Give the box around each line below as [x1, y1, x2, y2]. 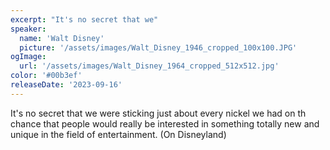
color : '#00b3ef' [10, 71, 83, 81]
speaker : [10, 24, 47, 34]
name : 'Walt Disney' [19, 33, 105, 43]
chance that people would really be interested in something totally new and [10, 117, 320, 130]
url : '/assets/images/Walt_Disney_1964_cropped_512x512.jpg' [19, 61, 280, 71]
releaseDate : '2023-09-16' [10, 80, 123, 90]
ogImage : [10, 52, 47, 62]
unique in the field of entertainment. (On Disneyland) [10, 128, 227, 140]
